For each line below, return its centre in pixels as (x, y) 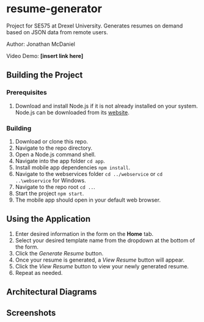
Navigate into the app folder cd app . (60, 161)
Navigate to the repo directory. (54, 148)
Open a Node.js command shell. (55, 154)
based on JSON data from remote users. (57, 32)
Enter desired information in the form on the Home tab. (84, 233)
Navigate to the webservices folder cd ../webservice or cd (89, 174)
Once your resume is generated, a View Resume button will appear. (100, 260)
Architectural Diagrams (52, 292)
